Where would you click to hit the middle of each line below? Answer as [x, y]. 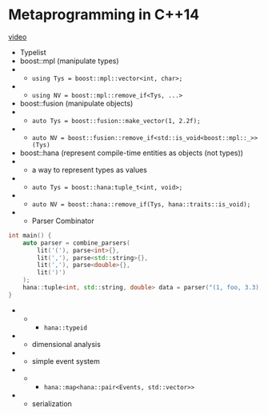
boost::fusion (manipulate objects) [76, 103]
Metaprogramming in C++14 [104, 15]
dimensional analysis [66, 344]
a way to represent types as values [90, 170]
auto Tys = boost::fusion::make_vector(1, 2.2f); [116, 121]
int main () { [30, 235]
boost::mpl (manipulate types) [69, 61]
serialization [52, 403]
